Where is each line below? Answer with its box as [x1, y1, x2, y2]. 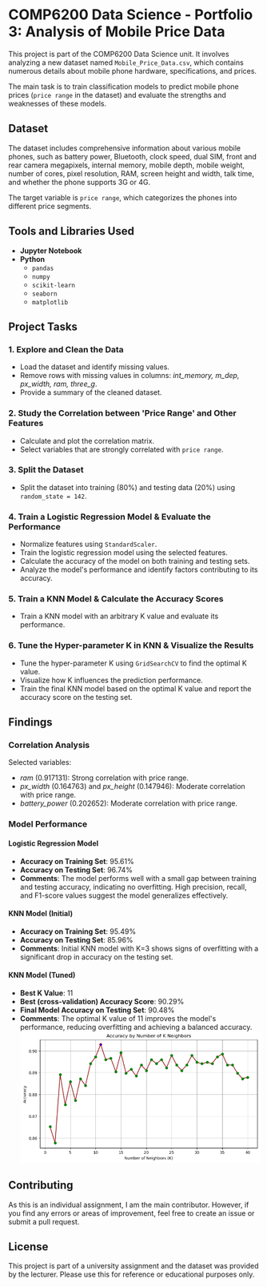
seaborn [31, 290, 58, 298]
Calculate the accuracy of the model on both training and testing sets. [19, 557, 250, 566]
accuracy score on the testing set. [19, 692, 133, 702]
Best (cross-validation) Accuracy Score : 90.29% [19, 996, 185, 1006]
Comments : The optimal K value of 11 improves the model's [19, 1013, 217, 1023]
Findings [8, 715, 54, 730]
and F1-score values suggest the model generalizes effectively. [19, 891, 229, 900]
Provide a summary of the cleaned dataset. [19, 388, 162, 397]
